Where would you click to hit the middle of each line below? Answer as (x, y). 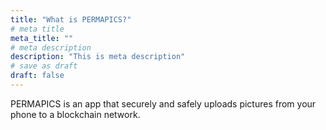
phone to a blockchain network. (75, 114)
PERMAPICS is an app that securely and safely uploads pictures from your (163, 103)
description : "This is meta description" (98, 57)
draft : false (37, 76)
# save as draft (44, 66)
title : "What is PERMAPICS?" (71, 19)
